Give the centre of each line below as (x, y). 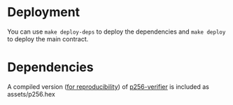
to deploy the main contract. (48, 38)
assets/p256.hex (31, 94)
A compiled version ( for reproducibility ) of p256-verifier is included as (108, 86)
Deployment (44, 12)
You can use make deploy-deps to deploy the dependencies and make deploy (116, 31)
